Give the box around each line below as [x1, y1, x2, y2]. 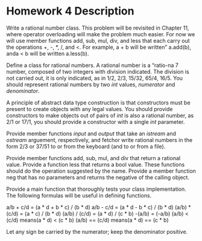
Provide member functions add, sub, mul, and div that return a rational [6, 154, 181, 161]
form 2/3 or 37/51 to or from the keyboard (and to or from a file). [6, 143, 166, 150]
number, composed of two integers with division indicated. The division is [6, 68, 189, 75]
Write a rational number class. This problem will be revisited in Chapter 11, [6, 24, 189, 31]
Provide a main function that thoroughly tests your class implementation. [6, 185, 187, 193]
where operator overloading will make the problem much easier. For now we [6, 30, 195, 37]
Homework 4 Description [6, 4, 134, 18]
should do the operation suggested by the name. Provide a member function [6, 167, 196, 175]
